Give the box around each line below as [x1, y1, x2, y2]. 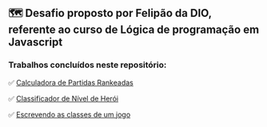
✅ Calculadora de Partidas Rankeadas [8, 77, 133, 87]
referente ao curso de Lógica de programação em [8, 23, 260, 37]
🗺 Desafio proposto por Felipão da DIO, [8, 6, 212, 20]
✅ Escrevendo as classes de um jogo [8, 109, 131, 119]
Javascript [8, 35, 63, 50]
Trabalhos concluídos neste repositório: [8, 59, 167, 70]
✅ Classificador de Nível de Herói [8, 93, 118, 103]
